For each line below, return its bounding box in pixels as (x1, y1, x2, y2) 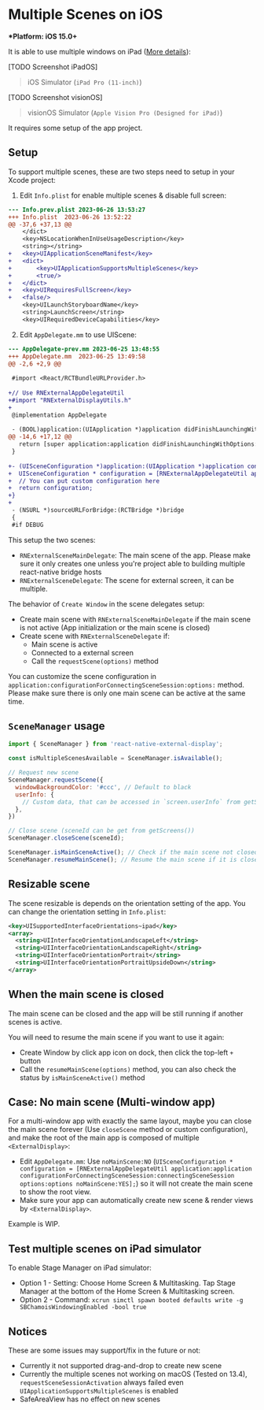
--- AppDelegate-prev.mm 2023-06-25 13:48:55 (8, 345, 159, 353)
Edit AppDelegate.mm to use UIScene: (19, 329, 137, 340)
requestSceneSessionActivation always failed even (19, 1378, 185, 1387)
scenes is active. (8, 1017, 63, 1026)
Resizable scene (8, 878, 90, 891)
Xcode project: (8, 175, 57, 184)
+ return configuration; (8, 484, 93, 492)
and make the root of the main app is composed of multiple (8, 1133, 200, 1143)
